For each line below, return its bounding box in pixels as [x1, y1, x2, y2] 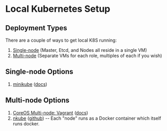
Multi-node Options [5, 96, 70, 105]
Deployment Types [5, 24, 68, 32]
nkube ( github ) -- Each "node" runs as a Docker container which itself [12, 115, 161, 121]
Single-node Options [5, 67, 73, 76]
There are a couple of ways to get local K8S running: [5, 37, 117, 43]
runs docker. [12, 120, 40, 126]
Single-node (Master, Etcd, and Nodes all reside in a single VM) [12, 47, 147, 53]
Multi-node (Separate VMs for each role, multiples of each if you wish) [12, 52, 162, 59]
